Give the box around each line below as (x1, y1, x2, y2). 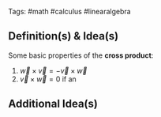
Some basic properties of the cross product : (8, 51, 154, 60)
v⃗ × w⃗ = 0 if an (19, 74, 77, 84)
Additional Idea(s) (8, 97, 99, 111)
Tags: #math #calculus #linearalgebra (8, 7, 132, 16)
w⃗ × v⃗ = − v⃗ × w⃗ (19, 66, 88, 75)
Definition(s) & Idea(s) (8, 29, 119, 43)
